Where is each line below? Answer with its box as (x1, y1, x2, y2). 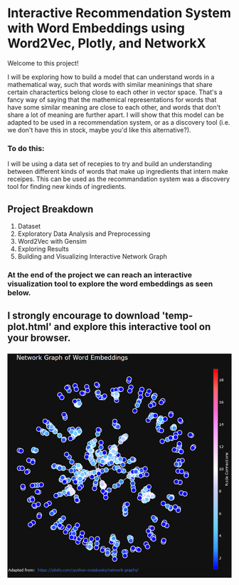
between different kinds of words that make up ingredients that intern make (7, 167, 229, 176)
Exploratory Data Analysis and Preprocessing (17, 229, 151, 238)
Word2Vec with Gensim (17, 237, 87, 246)
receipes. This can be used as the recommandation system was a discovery (7, 175, 230, 183)
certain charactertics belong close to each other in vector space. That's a (7, 88, 223, 96)
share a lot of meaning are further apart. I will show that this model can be (7, 110, 224, 119)
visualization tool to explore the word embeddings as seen (7, 279, 213, 289)
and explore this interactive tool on (53, 321, 211, 333)
